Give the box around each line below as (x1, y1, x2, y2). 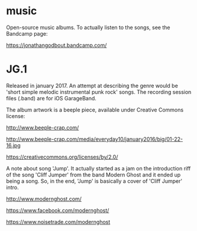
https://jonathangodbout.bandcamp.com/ (6, 42, 107, 49)
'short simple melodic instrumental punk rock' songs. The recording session (6, 88, 192, 96)
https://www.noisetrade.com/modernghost (6, 218, 111, 225)
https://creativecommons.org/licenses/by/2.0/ (6, 153, 118, 160)
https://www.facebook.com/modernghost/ (6, 207, 109, 214)
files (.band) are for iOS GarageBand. (6, 94, 96, 102)
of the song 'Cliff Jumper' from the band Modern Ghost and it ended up (6, 171, 181, 178)
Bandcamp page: (6, 30, 48, 37)
